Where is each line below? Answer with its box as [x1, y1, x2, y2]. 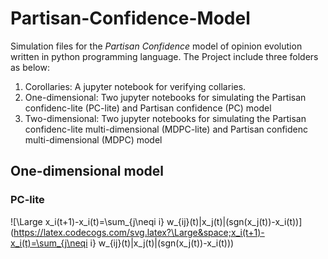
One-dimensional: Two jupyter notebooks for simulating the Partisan [24, 91, 307, 103]
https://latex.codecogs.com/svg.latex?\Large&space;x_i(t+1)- [13, 226, 265, 238]
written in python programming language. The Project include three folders [10, 50, 319, 62]
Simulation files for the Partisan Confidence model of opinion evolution [10, 40, 303, 52]
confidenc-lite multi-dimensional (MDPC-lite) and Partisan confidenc [24, 123, 308, 135]
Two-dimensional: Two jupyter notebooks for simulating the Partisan [24, 112, 307, 124]
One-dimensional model [10, 163, 165, 180]
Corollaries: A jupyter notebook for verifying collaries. [24, 80, 247, 92]
